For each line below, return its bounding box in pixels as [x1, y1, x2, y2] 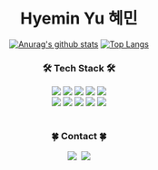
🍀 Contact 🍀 [51, 130, 107, 143]
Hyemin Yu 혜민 [20, 8, 138, 29]
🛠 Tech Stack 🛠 [42, 61, 116, 74]
